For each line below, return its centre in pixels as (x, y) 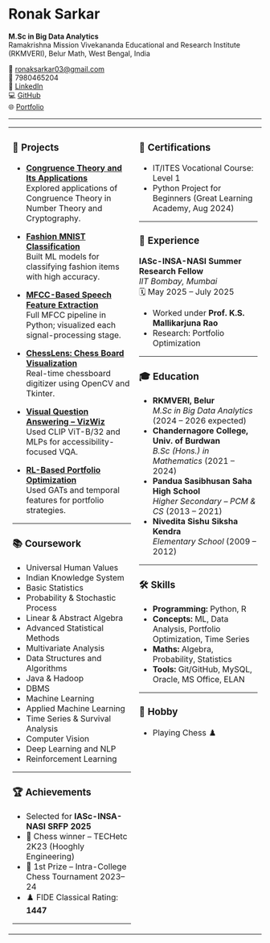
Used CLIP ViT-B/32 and (73, 432)
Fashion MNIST (56, 236)
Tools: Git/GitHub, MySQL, (202, 669)
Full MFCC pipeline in (66, 315)
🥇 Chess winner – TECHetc (77, 836)
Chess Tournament (62, 876)
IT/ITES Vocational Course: (203, 168)
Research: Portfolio (188, 333)
